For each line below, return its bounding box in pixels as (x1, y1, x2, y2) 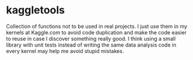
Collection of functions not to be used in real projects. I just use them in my (6, 23, 188, 30)
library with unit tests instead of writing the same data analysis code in (6, 41, 177, 48)
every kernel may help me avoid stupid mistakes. (6, 47, 124, 54)
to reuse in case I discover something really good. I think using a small (6, 35, 176, 42)
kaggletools (6, 3, 65, 17)
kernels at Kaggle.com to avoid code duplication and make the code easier (6, 29, 187, 36)
